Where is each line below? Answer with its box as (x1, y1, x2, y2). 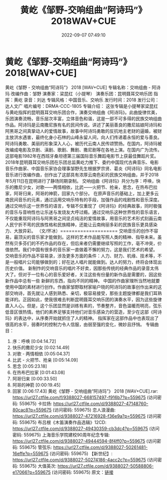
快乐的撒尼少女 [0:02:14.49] (12, 344, 70, 350)
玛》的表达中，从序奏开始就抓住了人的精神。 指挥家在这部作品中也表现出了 (5, 315, 159, 321)
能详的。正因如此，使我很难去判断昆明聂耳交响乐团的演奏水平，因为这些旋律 (5, 296, 162, 302)
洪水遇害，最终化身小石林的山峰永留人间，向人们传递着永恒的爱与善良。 (13, 134, 162, 140)
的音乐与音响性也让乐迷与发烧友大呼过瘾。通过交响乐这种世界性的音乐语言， (5, 209, 162, 215)
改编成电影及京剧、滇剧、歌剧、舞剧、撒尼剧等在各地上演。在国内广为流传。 (5, 147, 162, 153)
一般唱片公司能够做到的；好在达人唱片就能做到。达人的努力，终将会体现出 (9, 259, 162, 265)
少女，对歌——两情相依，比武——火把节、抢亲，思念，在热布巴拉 (22, 184, 158, 190)
